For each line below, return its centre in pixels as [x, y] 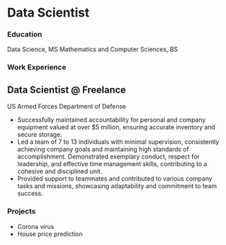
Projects [21, 211]
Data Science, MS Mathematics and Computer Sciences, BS [93, 49]
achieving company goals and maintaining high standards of [103, 149]
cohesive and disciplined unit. [59, 172]
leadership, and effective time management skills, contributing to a [112, 164]
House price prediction [50, 234]
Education [25, 35]
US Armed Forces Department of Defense [67, 107]
